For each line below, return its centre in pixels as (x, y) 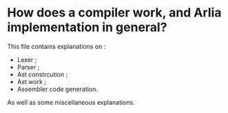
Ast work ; (32, 81)
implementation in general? (87, 27)
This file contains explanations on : (56, 46)
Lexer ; (27, 59)
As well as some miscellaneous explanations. (71, 102)
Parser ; (28, 67)
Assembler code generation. (58, 89)
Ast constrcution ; (42, 74)
